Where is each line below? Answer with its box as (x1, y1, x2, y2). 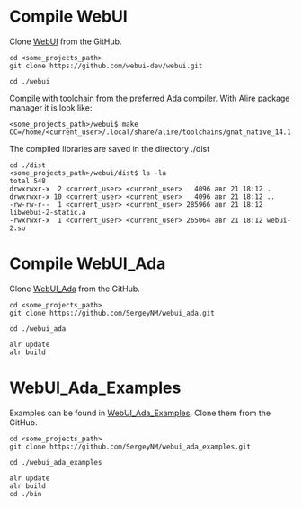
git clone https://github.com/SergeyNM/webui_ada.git (9, 308, 216, 317)
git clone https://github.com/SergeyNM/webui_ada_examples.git (9, 442, 252, 451)
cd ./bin (9, 489, 42, 498)
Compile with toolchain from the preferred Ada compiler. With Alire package (9, 93, 290, 103)
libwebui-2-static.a (9, 208, 87, 217)
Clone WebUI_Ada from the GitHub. (9, 283, 141, 294)
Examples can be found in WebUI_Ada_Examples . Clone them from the (9, 407, 271, 418)
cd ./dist (9, 160, 47, 170)
